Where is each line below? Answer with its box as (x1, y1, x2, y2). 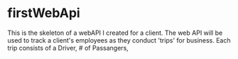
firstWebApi (7, 5, 80, 21)
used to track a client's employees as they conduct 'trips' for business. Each (7, 36, 231, 44)
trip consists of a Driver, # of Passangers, (7, 43, 129, 52)
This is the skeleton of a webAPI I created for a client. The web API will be (7, 28, 223, 37)
